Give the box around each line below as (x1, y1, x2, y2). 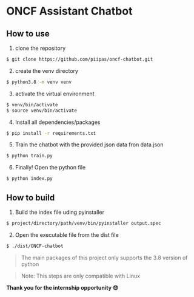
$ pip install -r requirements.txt (6, 130, 96, 136)
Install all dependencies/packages (15, 118, 101, 126)
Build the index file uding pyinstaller (15, 208, 105, 216)
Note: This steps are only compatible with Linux (21, 272, 141, 279)
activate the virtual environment (15, 90, 95, 97)
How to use (6, 29, 50, 39)
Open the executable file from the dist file (15, 231, 119, 238)
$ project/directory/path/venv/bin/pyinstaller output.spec (6, 220, 162, 226)
